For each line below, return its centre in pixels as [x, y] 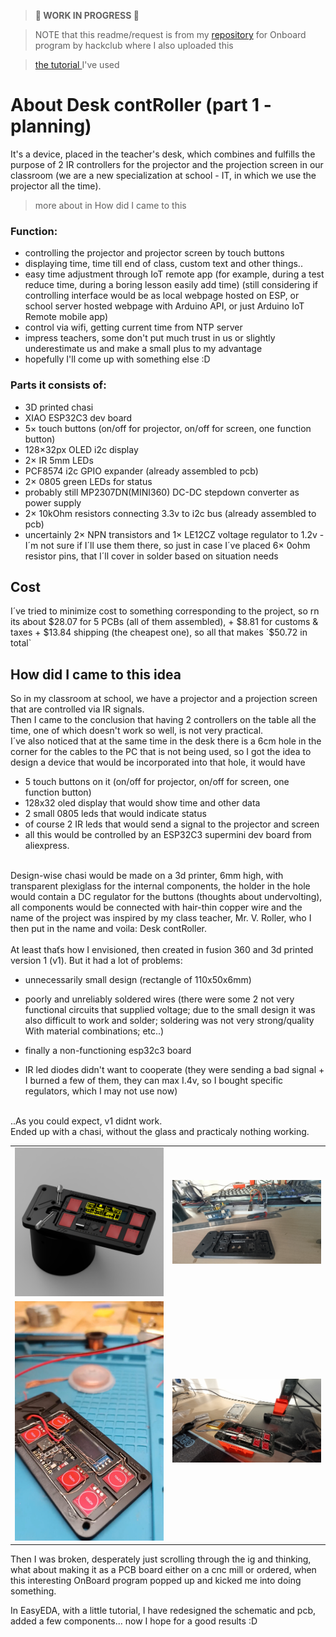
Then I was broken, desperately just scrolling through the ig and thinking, [161, 1559]
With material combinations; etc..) [94, 1031]
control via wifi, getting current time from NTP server [133, 327]
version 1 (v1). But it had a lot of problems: [96, 961]
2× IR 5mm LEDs [59, 460]
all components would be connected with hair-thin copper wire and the [156, 907]
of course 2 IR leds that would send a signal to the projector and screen [172, 824]
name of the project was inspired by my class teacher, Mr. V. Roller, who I [161, 918]
